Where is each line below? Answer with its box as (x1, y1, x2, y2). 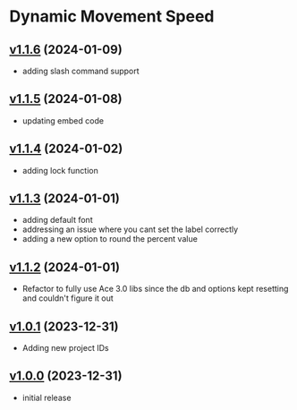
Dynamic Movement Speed (9, 6, 215, 27)
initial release (21, 392, 72, 403)
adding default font (21, 215, 93, 226)
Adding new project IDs (21, 343, 109, 354)
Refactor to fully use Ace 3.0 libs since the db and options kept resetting (21, 284, 289, 295)
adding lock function (21, 165, 98, 175)
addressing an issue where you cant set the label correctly (21, 224, 239, 235)
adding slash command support (21, 65, 140, 76)
